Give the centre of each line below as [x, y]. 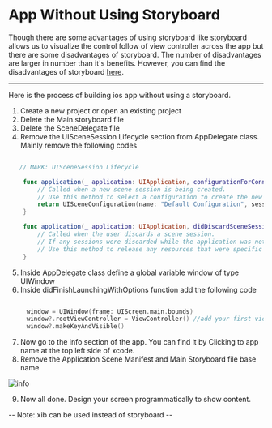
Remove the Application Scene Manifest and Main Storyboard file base [138, 359]
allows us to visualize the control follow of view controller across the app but [136, 45]
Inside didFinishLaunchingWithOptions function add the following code [138, 289]
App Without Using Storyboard [115, 15]
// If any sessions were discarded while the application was [144, 242]
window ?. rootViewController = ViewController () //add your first [139, 319]
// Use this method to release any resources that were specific [150, 249]
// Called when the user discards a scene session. [127, 234]
